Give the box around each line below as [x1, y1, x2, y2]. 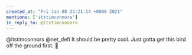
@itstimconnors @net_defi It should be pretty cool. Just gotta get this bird [6, 36, 186, 43]
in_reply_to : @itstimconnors [6, 20, 78, 25]
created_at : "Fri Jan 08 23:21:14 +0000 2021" [6, 8, 123, 15]
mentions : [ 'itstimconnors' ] [6, 14, 78, 20]
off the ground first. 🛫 [6, 42, 59, 49]
